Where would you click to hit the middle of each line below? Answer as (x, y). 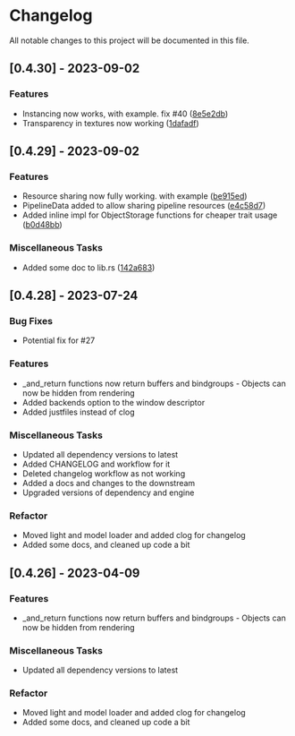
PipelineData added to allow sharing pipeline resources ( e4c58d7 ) (144, 206)
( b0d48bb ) (42, 225)
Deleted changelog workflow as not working (104, 473)
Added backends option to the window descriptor (114, 402)
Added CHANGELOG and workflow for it (96, 464)
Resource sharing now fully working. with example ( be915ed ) (135, 196)
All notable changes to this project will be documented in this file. (130, 40)
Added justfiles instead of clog (79, 412)
